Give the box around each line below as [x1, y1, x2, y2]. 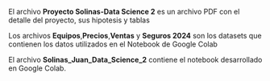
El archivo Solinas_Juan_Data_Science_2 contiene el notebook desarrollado [8, 55, 263, 64]
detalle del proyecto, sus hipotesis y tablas [8, 15, 151, 25]
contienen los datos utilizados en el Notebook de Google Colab [8, 39, 218, 49]
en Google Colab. [8, 63, 67, 73]
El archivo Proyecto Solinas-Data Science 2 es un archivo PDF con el [8, 7, 240, 16]
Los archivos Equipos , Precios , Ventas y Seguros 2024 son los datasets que [8, 31, 262, 40]
